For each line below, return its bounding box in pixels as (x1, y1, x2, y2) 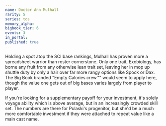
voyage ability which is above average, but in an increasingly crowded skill (5, 100, 158, 106)
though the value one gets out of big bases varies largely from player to (5, 80, 152, 86)
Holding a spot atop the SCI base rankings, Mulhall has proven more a (5, 53, 148, 59)
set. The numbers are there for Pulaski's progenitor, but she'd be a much (5, 105, 154, 111)
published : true (5, 40, 39, 45)
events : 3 (5, 30, 26, 35)
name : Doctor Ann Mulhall (5, 7, 59, 12)
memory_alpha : (5, 21, 35, 26)
